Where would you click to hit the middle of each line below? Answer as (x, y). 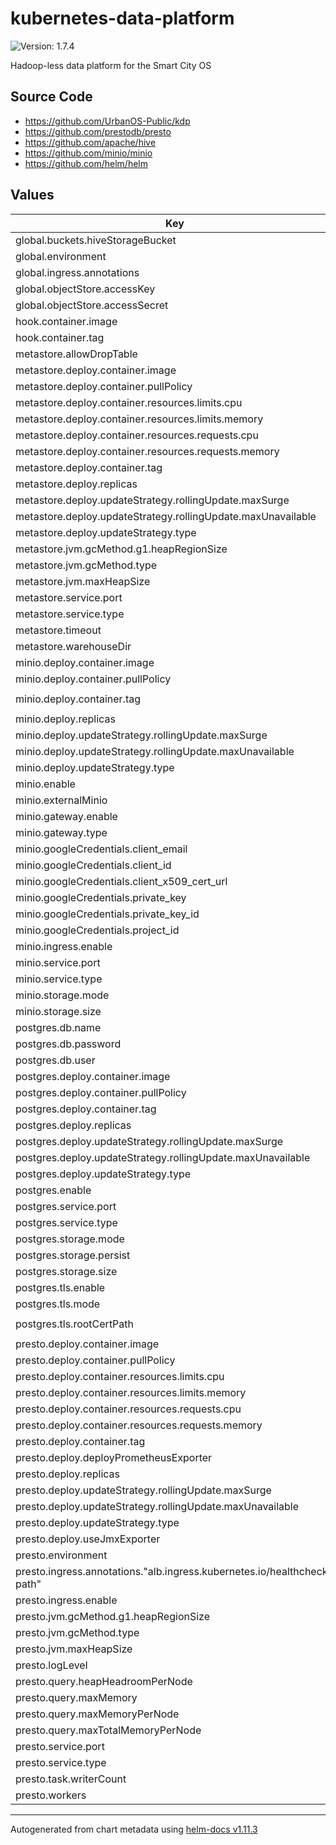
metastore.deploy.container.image (96, 370)
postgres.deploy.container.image (93, 1076)
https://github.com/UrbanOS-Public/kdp (107, 121)
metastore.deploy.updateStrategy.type (106, 532)
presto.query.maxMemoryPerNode (97, 1714)
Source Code (51, 97)
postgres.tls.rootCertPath (75, 1324)
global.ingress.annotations (77, 272)
